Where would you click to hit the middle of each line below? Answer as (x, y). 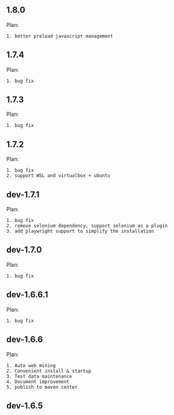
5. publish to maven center (42, 387)
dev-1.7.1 (23, 195)
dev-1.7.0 (24, 250)
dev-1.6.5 (25, 405)
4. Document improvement (38, 382)
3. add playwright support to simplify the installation (80, 231)
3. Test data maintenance (39, 376)
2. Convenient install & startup (49, 371)
